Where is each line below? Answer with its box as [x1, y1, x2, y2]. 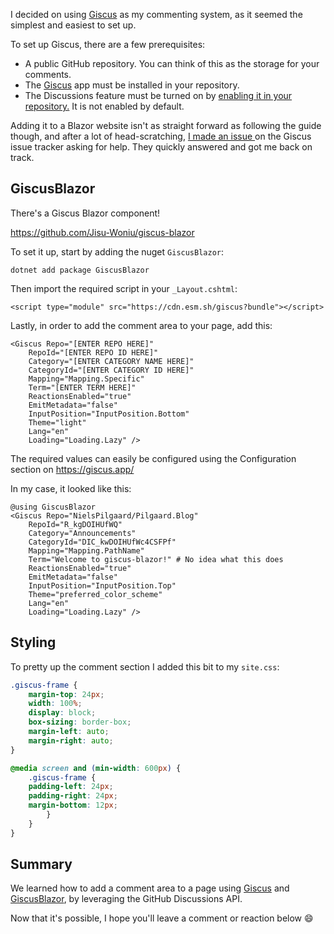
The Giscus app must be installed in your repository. [24, 79, 240, 91]
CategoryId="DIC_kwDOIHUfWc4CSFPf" [28, 537, 177, 547]
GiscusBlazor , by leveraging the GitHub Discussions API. [10, 893, 243, 905]
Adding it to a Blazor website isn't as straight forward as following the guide [10, 120, 322, 131]
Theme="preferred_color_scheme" [28, 589, 163, 599]
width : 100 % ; [28, 699, 83, 709]
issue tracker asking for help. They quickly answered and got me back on [10, 141, 313, 153]
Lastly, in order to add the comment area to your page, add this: [10, 319, 273, 331]
